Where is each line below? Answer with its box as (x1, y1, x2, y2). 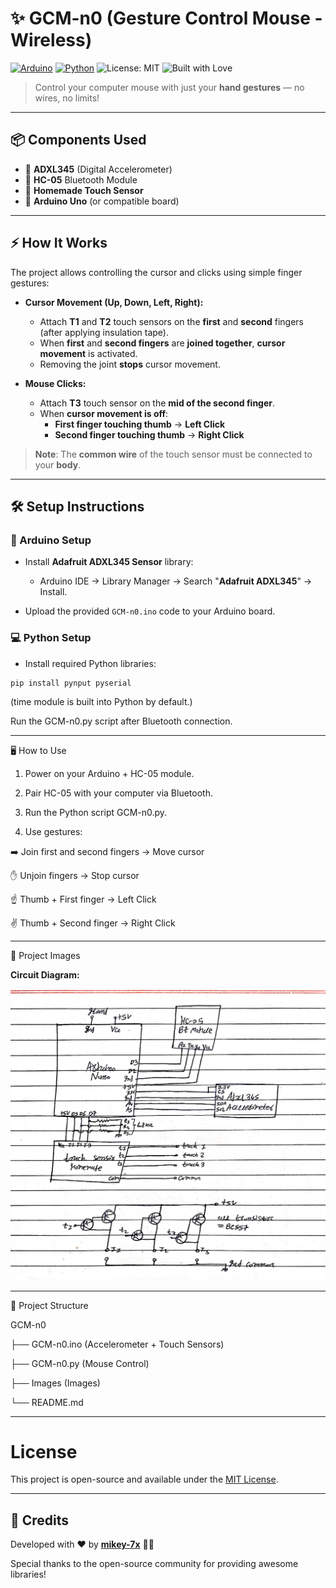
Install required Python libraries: (24, 657, 157, 669)
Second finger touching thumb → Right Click (54, 428, 245, 441)
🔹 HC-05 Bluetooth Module (24, 173, 138, 186)
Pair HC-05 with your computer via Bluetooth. (24, 787, 213, 799)
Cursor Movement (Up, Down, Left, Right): (24, 296, 204, 308)
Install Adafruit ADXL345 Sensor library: (24, 556, 194, 568)
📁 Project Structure (10, 1299, 89, 1311)
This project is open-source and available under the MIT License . (10, 1473, 279, 1486)
